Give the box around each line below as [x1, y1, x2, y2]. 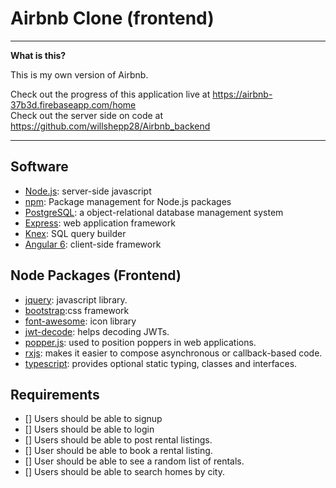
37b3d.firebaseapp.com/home [10, 98, 137, 111]
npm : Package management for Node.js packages [24, 195, 232, 207]
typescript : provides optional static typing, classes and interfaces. [24, 357, 298, 369]
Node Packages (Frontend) [10, 267, 182, 284]
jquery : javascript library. [24, 293, 128, 306]
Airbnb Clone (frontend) [10, 7, 215, 30]
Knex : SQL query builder [24, 227, 127, 239]
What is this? [10, 49, 67, 61]
